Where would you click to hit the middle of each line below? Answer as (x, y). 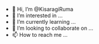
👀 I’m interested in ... (37, 15)
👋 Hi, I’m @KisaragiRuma (43, 9)
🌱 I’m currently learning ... (44, 22)
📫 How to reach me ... (40, 35)
